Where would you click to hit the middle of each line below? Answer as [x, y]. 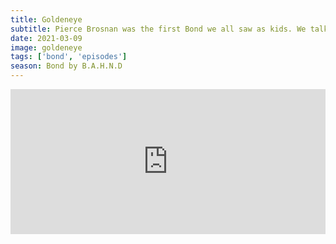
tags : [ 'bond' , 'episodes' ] [69, 57]
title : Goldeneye [46, 19]
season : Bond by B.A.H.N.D [66, 66]
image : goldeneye [46, 47]
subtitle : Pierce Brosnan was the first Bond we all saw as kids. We [158, 29]
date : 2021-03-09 [46, 38]
